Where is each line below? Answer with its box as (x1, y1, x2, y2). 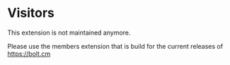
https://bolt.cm (7, 49, 51, 58)
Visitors (7, 5, 54, 21)
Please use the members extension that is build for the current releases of (7, 42, 224, 50)
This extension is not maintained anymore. (7, 28, 131, 37)
